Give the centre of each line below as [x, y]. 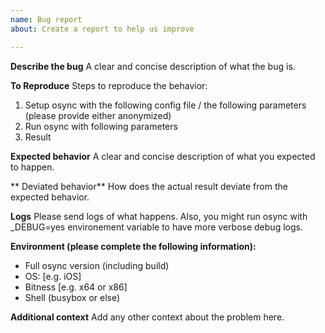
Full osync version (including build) [97, 265]
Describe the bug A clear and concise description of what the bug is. [153, 66]
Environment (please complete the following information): [133, 246]
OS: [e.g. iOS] [53, 276]
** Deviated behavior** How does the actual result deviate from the [149, 186]
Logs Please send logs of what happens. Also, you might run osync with [159, 216]
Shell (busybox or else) [72, 297]
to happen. [32, 167]
